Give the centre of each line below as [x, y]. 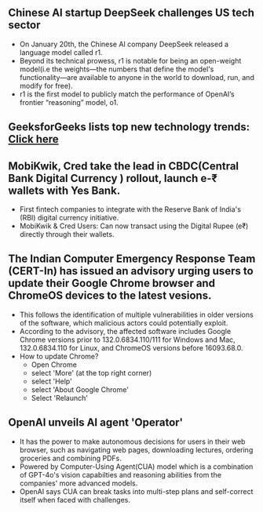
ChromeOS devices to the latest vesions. [110, 296]
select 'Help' [51, 381]
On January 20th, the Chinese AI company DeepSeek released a [124, 44]
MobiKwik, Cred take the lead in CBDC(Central [124, 166]
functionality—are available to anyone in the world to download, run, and [137, 77]
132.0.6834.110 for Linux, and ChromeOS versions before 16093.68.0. [131, 347]
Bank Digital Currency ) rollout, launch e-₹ [113, 178]
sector [24, 25]
